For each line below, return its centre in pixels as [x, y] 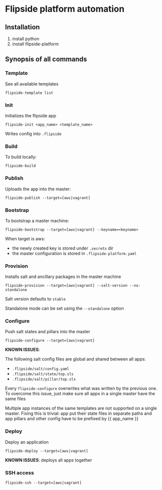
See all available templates [32, 84]
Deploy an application [27, 442]
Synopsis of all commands [46, 59]
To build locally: [21, 157]
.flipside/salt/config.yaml [40, 369]
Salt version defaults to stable [35, 299]
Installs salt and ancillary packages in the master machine [63, 277]
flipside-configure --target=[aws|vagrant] [50, 341]
